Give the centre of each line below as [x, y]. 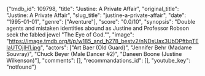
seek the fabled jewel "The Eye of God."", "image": [70, 35]
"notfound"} [21, 67]
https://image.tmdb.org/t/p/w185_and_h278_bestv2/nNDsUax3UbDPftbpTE [104, 41]
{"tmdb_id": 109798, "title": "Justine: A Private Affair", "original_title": [93, 9]
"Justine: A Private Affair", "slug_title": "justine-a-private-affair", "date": [96, 15]
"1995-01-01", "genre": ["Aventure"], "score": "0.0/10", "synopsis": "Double [101, 22]
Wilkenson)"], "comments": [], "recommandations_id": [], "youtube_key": [98, 60]
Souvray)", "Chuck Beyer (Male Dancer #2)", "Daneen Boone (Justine [94, 54]
